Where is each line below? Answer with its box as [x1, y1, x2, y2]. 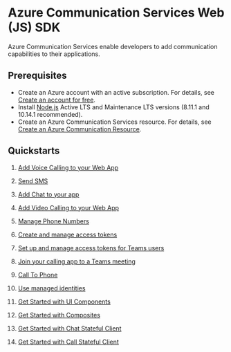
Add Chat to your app [17, 190, 80, 198]
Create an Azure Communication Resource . [17, 124, 142, 133]
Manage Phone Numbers [17, 216, 89, 225]
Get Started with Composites [17, 311, 101, 319]
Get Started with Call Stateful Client [17, 337, 120, 346]
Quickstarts [8, 145, 60, 157]
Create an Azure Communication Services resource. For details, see [17, 118, 212, 126]
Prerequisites [8, 70, 67, 82]
